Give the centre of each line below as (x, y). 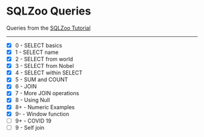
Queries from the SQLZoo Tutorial (49, 28)
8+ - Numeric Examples (45, 107)
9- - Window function (42, 114)
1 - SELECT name (37, 52)
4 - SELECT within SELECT (49, 73)
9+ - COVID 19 (33, 121)
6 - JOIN (26, 87)
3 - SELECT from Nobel (44, 66)
